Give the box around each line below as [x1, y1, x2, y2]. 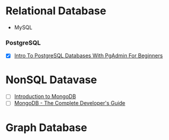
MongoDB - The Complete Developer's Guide [14, 100, 126, 107]
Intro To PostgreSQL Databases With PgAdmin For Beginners [14, 52, 163, 59]
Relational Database [5, 4, 107, 18]
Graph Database [5, 120, 87, 134]
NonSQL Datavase [5, 73, 97, 87]
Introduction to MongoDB [14, 93, 76, 100]
